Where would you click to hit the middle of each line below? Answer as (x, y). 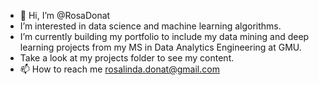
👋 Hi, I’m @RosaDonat (65, 15)
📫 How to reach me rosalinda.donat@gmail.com (119, 69)
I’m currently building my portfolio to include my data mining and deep (164, 36)
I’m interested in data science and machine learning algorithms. (150, 26)
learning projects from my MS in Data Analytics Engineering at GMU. (160, 47)
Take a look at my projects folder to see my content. (127, 58)
